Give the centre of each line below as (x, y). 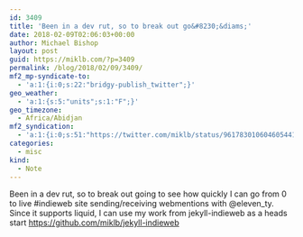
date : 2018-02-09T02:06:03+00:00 (72, 34)
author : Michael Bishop (54, 43)
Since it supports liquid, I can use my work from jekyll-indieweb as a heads (148, 214)
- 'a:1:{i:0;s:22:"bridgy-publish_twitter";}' (106, 85)
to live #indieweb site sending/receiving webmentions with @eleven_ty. (142, 204)
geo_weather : (34, 93)
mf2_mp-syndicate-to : (50, 77)
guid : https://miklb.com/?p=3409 (72, 59)
